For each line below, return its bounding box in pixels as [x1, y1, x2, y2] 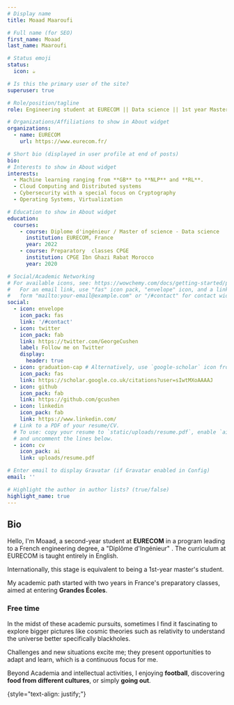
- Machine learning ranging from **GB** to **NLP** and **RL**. [13, 176, 204, 183]
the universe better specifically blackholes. [7, 634, 131, 642]
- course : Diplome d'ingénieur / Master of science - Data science [19, 228, 219, 235]
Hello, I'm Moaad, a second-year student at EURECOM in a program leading [7, 537, 225, 545]
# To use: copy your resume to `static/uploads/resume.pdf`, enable [13, 428, 217, 436]
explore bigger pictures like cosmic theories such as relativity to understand [7, 627, 225, 635]
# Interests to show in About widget [7, 163, 117, 171]
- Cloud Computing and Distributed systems [13, 183, 141, 190]
